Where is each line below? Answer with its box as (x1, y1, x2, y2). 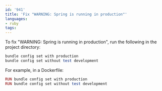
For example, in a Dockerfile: (5, 67, 64, 73)
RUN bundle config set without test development (5, 81, 108, 86)
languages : (5, 16, 28, 21)
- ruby (5, 21, 19, 26)
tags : (5, 26, 16, 30)
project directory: (5, 44, 41, 50)
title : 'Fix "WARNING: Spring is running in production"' (5, 12, 127, 17)
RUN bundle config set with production (5, 77, 88, 82)
